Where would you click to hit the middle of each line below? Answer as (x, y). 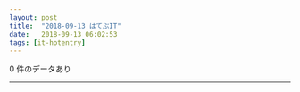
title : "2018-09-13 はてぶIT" (66, 26)
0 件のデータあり (40, 69)
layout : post (33, 17)
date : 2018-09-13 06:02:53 (63, 34)
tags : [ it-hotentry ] (48, 42)
